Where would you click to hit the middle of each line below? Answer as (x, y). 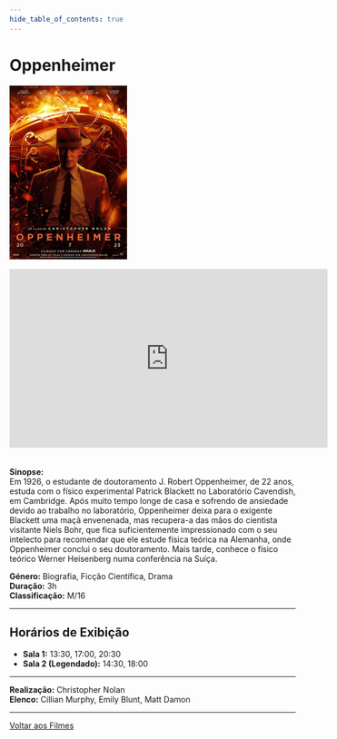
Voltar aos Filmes (42, 725)
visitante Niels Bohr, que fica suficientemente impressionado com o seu (144, 529)
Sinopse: (26, 471)
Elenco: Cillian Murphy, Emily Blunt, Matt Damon (100, 700)
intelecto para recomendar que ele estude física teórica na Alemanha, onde (151, 539)
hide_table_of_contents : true (67, 19)
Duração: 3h (33, 586)
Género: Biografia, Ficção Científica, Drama (91, 576)
